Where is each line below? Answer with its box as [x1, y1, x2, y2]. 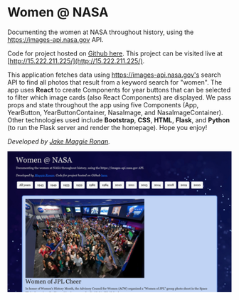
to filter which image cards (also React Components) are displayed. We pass [7, 93, 232, 102]
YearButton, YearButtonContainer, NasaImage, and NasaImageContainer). [7, 108, 223, 117]
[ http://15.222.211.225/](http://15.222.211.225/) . [7, 56, 145, 65]
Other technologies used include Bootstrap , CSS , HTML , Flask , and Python [7, 115, 230, 124]
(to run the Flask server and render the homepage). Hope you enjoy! [7, 123, 208, 132]
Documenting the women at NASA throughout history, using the [7, 28, 194, 36]
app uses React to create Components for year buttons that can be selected [7, 85, 231, 94]
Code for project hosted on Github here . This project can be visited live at [7, 49, 223, 58]
